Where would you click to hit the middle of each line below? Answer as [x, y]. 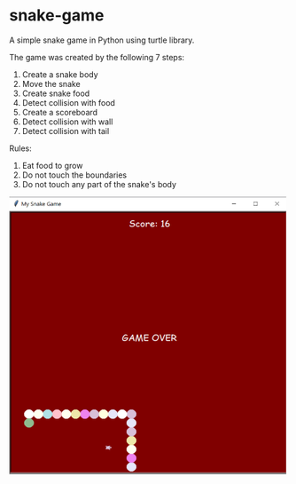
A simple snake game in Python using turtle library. [102, 40]
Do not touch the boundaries [74, 175]
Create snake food [56, 93]
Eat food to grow [52, 165]
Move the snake [51, 83]
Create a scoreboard [60, 112]
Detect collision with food [68, 102]
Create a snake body [60, 74]
